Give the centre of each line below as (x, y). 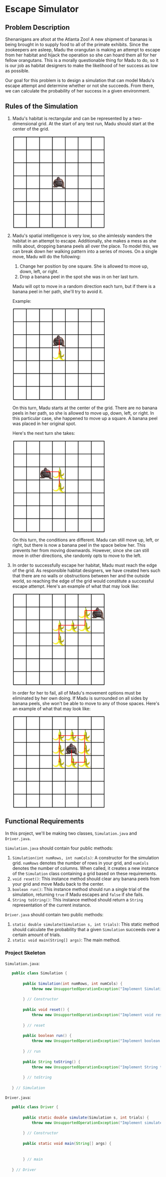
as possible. (17, 71)
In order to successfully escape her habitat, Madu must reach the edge (84, 565)
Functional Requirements (44, 822)
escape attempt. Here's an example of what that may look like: (76, 586)
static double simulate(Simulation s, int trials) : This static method (85, 924)
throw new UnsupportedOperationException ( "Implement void (92, 1015)
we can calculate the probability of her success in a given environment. (78, 91)
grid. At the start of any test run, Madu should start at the (96, 123)
